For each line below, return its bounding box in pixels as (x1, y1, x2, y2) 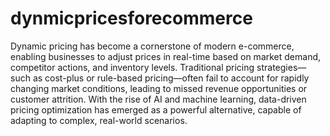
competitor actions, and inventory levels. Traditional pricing (10, 61, 255, 73)
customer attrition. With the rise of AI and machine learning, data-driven (10, 93, 307, 105)
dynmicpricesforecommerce (10, 7, 253, 30)
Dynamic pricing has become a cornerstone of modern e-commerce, (10, 40, 295, 52)
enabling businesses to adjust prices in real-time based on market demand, (10, 50, 322, 62)
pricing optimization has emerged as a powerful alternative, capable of (10, 103, 302, 116)
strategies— (256, 61, 307, 73)
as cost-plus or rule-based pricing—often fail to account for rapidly (32, 72, 310, 84)
